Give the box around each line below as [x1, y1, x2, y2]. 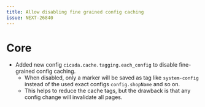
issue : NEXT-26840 [6, 15, 53, 21]
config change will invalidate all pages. [24, 94, 123, 101]
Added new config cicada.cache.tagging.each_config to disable [15, 61, 178, 68]
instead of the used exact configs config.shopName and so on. [24, 81, 180, 88]
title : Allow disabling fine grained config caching [6, 9, 144, 15]
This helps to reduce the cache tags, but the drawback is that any [24, 87, 191, 95]
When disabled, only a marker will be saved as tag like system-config [24, 74, 199, 81]
